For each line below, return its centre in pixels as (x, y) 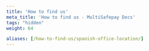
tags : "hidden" (25, 23)
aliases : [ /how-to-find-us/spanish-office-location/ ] (75, 39)
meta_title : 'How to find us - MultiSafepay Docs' (71, 17)
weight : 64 (20, 28)
